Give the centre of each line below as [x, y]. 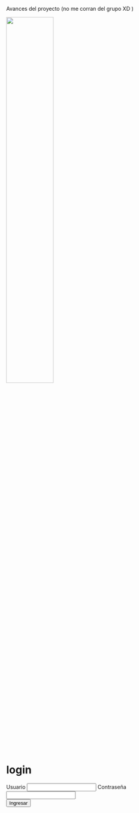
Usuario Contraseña [67, 787]
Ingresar [19, 803]
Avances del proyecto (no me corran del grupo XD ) [70, 9]
